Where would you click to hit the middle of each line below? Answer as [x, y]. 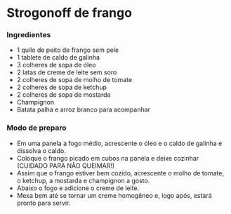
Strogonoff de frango [70, 13]
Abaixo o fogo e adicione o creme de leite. [78, 188]
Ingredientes [29, 35]
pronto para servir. [44, 203]
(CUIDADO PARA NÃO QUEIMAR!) [66, 166]
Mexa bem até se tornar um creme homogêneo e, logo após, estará [114, 195]
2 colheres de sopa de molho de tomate [74, 80]
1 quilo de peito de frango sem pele [68, 50]
